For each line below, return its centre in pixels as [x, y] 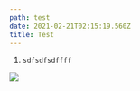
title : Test [32, 34]
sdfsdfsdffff [47, 61]
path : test [30, 18]
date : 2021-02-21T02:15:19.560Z [70, 26]
